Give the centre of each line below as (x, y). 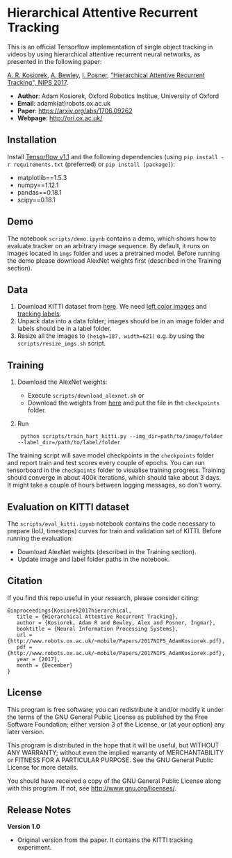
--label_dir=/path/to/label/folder (69, 443)
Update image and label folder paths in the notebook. (93, 559)
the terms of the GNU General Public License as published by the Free (108, 717)
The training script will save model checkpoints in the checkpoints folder (110, 455)
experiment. (34, 848)
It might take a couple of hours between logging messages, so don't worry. (115, 485)
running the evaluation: (40, 538)
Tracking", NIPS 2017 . (38, 82)
